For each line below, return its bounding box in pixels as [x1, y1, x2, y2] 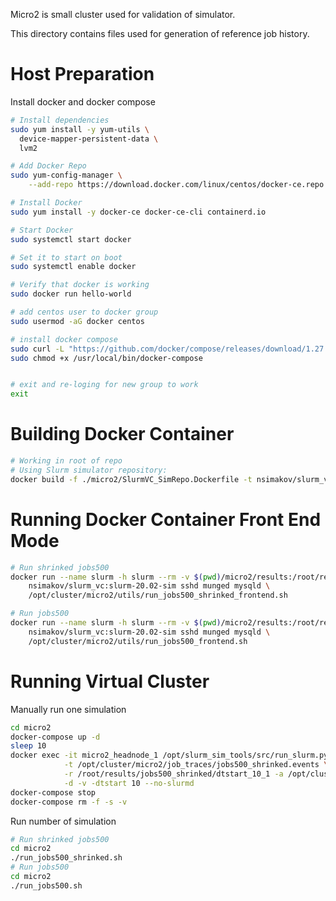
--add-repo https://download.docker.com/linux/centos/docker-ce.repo [28, 180, 325, 190]
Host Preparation [10, 63, 155, 86]
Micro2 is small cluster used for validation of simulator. [10, 9, 236, 20]
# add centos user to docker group [10, 307, 159, 318]
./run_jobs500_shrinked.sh [10, 853, 123, 863]
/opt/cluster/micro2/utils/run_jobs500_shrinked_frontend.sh [28, 590, 288, 601]
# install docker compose [10, 334, 118, 344]
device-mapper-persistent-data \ [19, 134, 159, 144]
